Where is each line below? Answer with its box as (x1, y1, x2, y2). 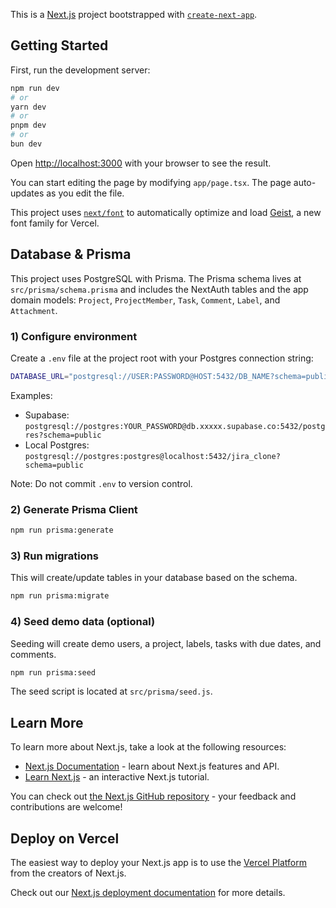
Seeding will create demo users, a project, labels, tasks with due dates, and (10, 637, 322, 649)
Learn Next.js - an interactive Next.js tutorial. (24, 771, 210, 783)
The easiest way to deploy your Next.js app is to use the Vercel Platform (10, 857, 308, 869)
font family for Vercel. (10, 217, 100, 229)
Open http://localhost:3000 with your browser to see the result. (10, 157, 272, 169)
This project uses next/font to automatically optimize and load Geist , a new (10, 206, 322, 218)
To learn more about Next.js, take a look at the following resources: (10, 741, 287, 753)
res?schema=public (24, 430, 102, 440)
